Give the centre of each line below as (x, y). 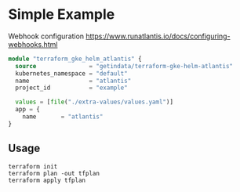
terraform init (33, 166)
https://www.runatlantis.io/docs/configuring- (158, 36)
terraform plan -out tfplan (54, 173)
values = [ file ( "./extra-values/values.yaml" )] (95, 102)
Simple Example (62, 14)
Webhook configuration (46, 36)
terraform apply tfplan (47, 180)
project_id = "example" (71, 88)
